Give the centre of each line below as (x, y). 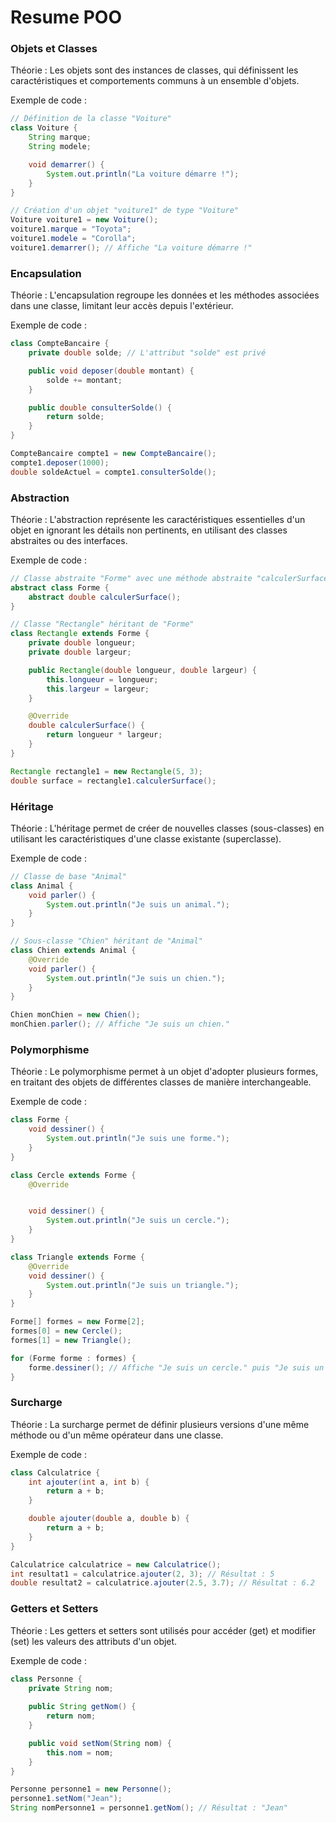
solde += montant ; (84, 380)
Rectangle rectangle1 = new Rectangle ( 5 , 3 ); (106, 771)
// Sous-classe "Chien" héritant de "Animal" (106, 941)
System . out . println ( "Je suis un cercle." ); (138, 1221)
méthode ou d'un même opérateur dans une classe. (117, 1435)
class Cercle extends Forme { (73, 1175)
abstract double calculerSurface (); (105, 597)
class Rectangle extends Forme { (80, 634)
